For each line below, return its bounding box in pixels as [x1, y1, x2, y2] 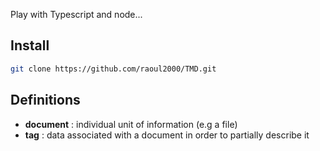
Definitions [10, 92, 81, 109]
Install [10, 37, 50, 54]
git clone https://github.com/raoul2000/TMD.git [10, 64, 217, 74]
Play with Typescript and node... [10, 9, 143, 20]
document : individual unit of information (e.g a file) [24, 118, 238, 130]
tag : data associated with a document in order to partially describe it [24, 129, 310, 141]
